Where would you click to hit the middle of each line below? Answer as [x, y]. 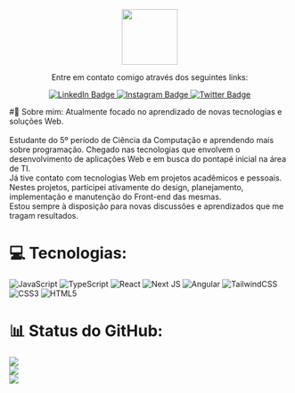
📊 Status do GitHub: [86, 331]
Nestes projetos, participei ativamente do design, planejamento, [127, 187]
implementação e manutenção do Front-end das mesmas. [115, 196]
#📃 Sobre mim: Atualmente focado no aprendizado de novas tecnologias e [146, 112]
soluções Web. [37, 121]
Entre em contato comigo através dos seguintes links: [150, 77]
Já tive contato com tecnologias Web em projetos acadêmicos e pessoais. [146, 178]
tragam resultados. [44, 216]
